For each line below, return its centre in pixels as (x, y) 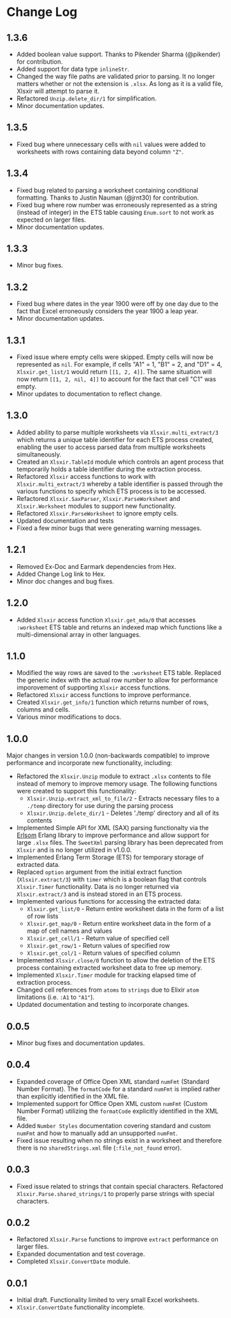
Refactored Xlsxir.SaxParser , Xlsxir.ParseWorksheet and (98, 498)
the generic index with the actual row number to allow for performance (117, 680)
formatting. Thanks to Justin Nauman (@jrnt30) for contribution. (108, 197)
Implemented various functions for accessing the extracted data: (109, 902)
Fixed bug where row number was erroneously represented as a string (117, 204)
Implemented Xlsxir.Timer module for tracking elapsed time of (106, 975)
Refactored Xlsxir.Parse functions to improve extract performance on (117, 1239)
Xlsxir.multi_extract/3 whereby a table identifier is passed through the (120, 484)
